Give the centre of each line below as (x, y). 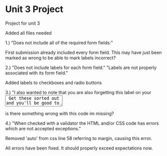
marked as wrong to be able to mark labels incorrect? (61, 58)
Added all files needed (28, 33)
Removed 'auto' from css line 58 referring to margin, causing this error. (79, 138)
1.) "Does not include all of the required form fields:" (59, 43)
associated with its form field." (37, 73)
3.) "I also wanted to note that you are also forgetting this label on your (78, 92)
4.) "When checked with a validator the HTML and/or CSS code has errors (82, 123)
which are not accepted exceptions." (43, 128)
